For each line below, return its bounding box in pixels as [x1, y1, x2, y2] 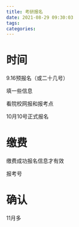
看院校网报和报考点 [6, 100, 54, 107]
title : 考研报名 [6, 8, 43, 15]
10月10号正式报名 [6, 113, 49, 120]
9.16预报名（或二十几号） [6, 75, 69, 82]
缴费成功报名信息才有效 [6, 157, 64, 164]
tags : [6, 20, 20, 26]
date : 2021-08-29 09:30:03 [6, 14, 74, 20]
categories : [6, 25, 36, 32]
